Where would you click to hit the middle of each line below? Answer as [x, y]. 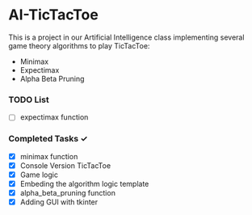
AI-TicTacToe [53, 15]
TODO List [29, 99]
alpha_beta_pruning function [67, 192]
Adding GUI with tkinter [59, 202]
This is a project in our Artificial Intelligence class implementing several [126, 37]
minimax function [49, 156]
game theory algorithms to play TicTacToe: [79, 45]
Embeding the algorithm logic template [84, 183]
